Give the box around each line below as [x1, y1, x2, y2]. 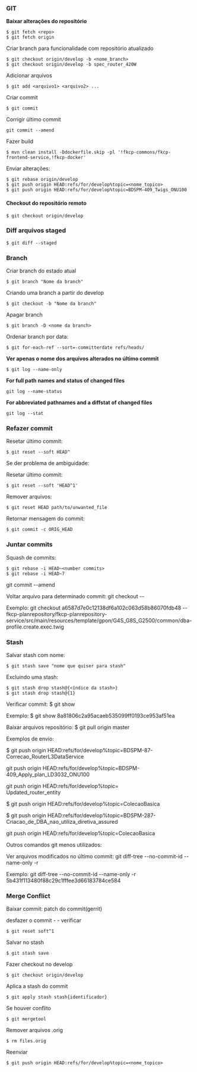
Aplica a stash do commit [6, 983, 68, 990]
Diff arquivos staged [6, 226, 66, 235]
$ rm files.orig [6, 1038, 46, 1044]
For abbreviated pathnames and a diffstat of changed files [6, 399, 152, 406]
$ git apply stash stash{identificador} [6, 994, 108, 1001]
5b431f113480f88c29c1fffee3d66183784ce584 [6, 877, 121, 884]
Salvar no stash [6, 939, 45, 946]
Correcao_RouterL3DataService [6, 753, 84, 760]
